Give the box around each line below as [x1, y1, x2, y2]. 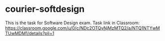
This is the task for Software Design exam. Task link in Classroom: [5, 20, 140, 26]
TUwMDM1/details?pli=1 [5, 30, 55, 36]
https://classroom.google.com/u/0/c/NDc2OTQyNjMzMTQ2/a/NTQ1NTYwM [5, 25, 160, 31]
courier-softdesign [5, 3, 85, 15]
